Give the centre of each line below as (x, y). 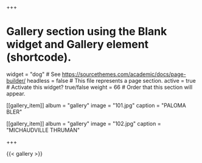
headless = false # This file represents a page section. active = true (112, 80)
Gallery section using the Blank (87, 32)
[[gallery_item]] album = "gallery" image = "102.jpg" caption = (84, 123)
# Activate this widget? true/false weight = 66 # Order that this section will (99, 87)
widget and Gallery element (78, 45)
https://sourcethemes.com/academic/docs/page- (124, 74)
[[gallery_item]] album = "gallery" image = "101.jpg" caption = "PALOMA (96, 105)
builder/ (16, 80)
